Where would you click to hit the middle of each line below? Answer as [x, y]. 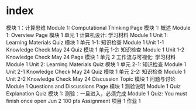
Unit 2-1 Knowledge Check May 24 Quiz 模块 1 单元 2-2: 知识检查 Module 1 [96, 71]
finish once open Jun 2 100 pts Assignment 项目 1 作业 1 [73, 101]
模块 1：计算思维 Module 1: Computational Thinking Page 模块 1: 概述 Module [99, 27]
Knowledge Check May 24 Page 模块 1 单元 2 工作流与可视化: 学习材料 [91, 57]
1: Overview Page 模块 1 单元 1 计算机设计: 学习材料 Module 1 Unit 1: [87, 35]
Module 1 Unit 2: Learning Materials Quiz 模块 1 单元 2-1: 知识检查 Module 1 [96, 64]
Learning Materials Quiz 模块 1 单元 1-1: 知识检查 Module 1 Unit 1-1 [85, 42]
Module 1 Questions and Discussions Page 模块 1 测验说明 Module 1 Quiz [94, 86]
